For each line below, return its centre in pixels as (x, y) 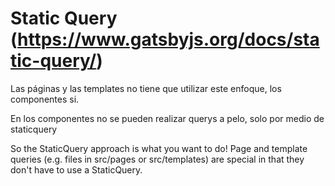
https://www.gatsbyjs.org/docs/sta (168, 39)
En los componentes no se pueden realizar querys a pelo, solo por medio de (167, 118)
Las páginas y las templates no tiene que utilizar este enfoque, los (146, 88)
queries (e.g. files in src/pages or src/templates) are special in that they (157, 159)
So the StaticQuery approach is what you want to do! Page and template (159, 148)
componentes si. (45, 99)
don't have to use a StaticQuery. (76, 169)
